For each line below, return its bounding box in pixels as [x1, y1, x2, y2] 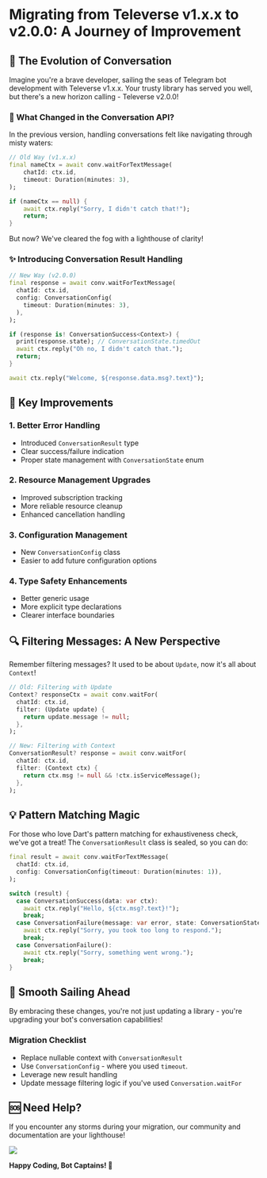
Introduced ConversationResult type [20, 438, 139, 448]
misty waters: [9, 138, 54, 148]
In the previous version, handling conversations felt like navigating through [9, 129, 253, 140]
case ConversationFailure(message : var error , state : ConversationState [16, 919, 261, 927]
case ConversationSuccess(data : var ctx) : [16, 897, 158, 905]
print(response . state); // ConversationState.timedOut [16, 337, 201, 346]
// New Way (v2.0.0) [9, 271, 78, 279]
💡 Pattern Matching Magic [9, 808, 141, 822]
